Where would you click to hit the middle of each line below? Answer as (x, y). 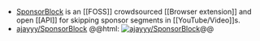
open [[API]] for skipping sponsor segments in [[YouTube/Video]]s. (128, 20)
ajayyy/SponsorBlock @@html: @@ (115, 29)
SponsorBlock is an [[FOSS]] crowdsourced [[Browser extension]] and (134, 12)
